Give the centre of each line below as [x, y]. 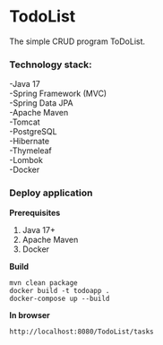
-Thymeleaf [30, 151]
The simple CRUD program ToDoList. [77, 41]
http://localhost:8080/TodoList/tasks [81, 332]
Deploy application [51, 193]
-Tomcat [25, 122]
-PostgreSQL [33, 132]
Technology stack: [51, 65]
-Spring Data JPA [41, 103]
